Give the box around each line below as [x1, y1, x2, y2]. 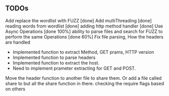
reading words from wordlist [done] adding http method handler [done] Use [5, 23, 163, 29]
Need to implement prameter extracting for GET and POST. [12, 65, 136, 71]
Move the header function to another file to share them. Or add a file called [5, 75, 162, 81]
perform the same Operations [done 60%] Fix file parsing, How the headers [5, 34, 164, 40]
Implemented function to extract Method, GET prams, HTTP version [12, 49, 154, 55]
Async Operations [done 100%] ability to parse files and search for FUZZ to [5, 28, 163, 35]
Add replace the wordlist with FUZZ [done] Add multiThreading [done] [5, 17, 152, 23]
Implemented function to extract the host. [12, 59, 100, 66]
